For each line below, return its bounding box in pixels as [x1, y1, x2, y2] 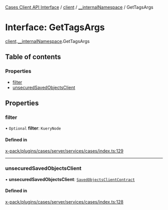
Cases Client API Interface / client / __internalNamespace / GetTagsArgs [5, 4, 153, 10]
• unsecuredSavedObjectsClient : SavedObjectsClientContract [5, 176, 135, 182]
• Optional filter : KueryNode [5, 125, 61, 131]
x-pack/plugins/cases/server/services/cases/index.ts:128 [5, 199, 124, 205]
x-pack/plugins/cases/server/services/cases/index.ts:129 [5, 147, 124, 154]
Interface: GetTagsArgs [5, 22, 105, 33]
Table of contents [5, 52, 61, 61]
